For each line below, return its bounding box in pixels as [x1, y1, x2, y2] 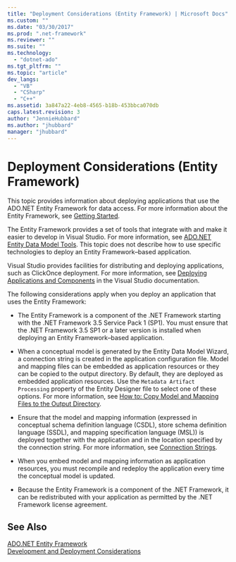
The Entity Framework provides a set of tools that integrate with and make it [7, 225, 228, 234]
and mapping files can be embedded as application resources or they [17, 362, 220, 370]
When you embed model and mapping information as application [17, 457, 206, 466]
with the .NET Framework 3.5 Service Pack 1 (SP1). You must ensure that [17, 318, 228, 327]
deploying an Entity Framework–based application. [17, 334, 165, 342]
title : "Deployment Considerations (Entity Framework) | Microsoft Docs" [7, 10, 229, 18]
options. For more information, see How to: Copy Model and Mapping [17, 392, 219, 401]
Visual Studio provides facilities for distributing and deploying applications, [7, 261, 224, 270]
